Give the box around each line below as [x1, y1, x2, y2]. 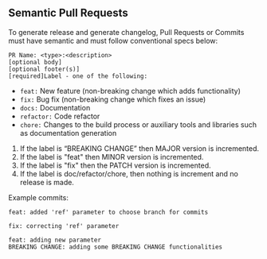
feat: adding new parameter [8, 236, 102, 244]
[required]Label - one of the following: [8, 72, 148, 80]
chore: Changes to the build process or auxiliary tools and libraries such [19, 119, 257, 129]
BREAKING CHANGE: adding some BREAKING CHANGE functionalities [8, 242, 223, 251]
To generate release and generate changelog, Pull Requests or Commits [8, 27, 245, 37]
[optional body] [8, 58, 62, 66]
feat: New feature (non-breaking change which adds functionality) [19, 86, 241, 95]
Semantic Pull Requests [8, 6, 129, 20]
